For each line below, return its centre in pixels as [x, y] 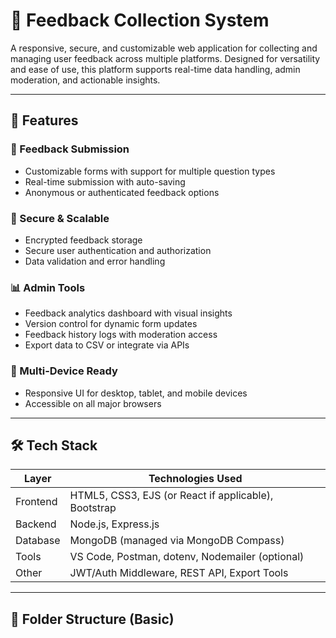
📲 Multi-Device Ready [64, 371]
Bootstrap [93, 508]
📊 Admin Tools [48, 287]
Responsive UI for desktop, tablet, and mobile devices [136, 393]
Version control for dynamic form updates [111, 324]
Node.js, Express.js [114, 524]
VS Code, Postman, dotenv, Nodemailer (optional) [187, 557]
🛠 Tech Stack [54, 445]
